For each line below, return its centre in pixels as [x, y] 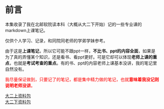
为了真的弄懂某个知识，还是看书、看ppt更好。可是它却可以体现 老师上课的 [79, 57]
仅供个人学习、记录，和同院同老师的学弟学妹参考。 [56, 40]
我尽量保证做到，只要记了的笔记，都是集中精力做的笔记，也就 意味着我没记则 [82, 79]
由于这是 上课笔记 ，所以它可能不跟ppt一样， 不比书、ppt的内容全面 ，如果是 [80, 51]
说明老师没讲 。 [20, 85]
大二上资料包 [18, 95]
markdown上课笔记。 [26, 30]
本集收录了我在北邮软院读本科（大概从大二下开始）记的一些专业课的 [73, 24]
